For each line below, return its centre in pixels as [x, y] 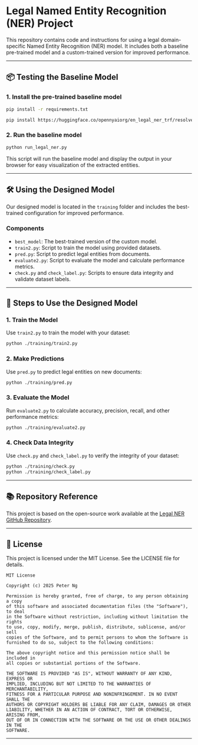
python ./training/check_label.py [49, 472]
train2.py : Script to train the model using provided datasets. [88, 248]
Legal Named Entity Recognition [86, 11]
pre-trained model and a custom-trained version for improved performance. [98, 52]
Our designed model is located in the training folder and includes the [91, 207]
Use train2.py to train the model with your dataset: [68, 333]
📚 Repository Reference [52, 497]
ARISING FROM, [24, 715]
